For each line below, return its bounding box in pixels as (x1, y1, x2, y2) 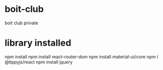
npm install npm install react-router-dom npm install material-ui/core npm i (4, 54, 158, 60)
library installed (4, 37, 71, 49)
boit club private (4, 20, 38, 26)
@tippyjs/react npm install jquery (4, 59, 73, 65)
